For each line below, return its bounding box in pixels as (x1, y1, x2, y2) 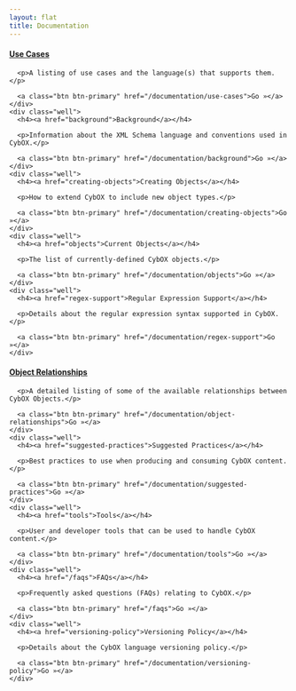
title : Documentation (9, 21, 90, 30)
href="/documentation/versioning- (123, 658, 252, 667)
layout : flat (9, 12, 58, 22)
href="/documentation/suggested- (123, 480, 248, 488)
